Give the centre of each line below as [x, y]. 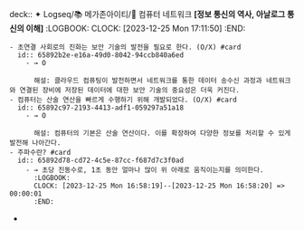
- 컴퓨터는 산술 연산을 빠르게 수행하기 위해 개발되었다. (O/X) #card [123, 100]
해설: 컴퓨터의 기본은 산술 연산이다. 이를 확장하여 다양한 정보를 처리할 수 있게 [162, 133]
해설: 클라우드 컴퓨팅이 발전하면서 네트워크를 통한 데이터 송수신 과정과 [147, 81]
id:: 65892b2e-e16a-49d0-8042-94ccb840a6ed [100, 55]
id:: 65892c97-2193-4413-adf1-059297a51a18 [100, 108]
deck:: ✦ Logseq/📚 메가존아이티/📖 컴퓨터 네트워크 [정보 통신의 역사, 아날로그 [147, 14]
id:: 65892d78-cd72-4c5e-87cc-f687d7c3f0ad [100, 160]
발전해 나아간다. [35, 143]
